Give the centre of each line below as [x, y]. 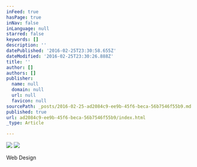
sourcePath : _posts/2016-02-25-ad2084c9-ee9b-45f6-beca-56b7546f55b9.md [99, 106]
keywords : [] [22, 40]
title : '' [19, 62]
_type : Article [25, 123]
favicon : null [29, 101]
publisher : [20, 78]
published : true [26, 112]
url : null [24, 95]
